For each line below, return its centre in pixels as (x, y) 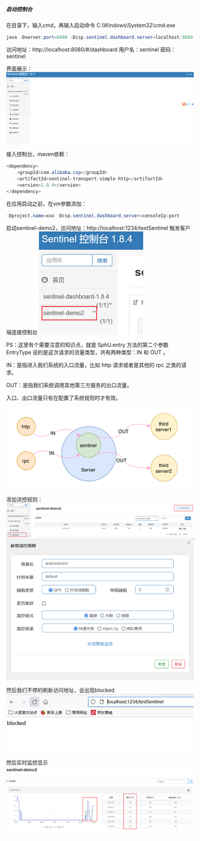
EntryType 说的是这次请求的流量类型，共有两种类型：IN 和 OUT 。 (87, 352)
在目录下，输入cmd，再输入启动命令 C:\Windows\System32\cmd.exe (91, 25)
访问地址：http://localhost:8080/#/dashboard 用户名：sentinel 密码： (91, 49)
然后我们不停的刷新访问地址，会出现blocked (60, 690)
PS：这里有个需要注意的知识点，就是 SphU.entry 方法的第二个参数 (87, 345)
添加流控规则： (24, 499)
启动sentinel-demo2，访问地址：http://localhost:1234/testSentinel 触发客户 (98, 228)
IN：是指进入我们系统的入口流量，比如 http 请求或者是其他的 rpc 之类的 (94, 365)
